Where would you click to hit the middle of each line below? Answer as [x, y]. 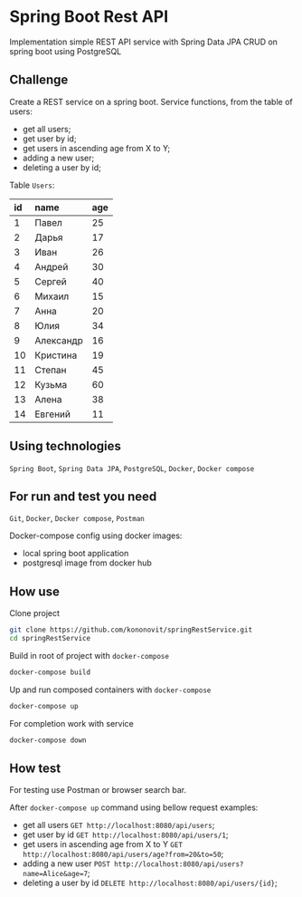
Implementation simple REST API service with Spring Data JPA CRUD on [144, 42]
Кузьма [51, 384]
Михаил [52, 296]
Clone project [35, 613]
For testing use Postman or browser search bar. [98, 790]
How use [35, 591]
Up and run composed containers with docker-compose [110, 690]
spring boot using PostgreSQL [66, 51]
